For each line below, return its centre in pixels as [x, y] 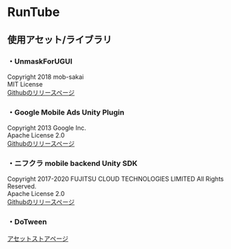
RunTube [34, 12]
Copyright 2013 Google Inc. [47, 128]
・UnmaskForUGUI [40, 61]
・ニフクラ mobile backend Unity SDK [72, 163]
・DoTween [27, 222]
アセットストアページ [38, 239]
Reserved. [22, 186]
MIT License [25, 84]
